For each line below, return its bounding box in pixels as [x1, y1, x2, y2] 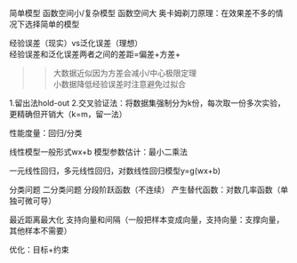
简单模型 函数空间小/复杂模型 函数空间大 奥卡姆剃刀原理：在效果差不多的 [9, 8, 276, 18]
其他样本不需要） [9, 226, 72, 235]
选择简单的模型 [24, 19, 80, 29]
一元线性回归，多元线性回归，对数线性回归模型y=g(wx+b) [9, 165, 221, 176]
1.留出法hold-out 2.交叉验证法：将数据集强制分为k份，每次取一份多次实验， [9, 98, 286, 108]
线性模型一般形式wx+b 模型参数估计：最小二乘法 [9, 147, 189, 157]
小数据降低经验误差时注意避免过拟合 [52, 79, 187, 89]
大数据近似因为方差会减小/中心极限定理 [52, 68, 197, 78]
